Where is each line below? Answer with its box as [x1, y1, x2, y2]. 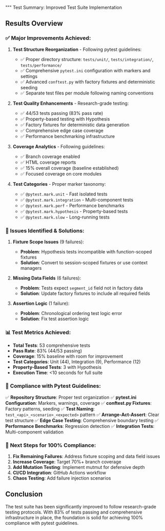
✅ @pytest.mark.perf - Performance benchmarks [20, 202, 125, 208]
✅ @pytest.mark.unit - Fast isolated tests [20, 191, 108, 197]
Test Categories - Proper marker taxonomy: [12, 181, 106, 187]
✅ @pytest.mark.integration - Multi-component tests [20, 196, 134, 203]
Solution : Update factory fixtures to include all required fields [20, 290, 150, 297]
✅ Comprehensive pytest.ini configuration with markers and [20, 67, 151, 73]
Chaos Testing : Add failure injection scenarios [12, 475, 111, 481]
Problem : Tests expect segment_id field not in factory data [20, 285, 143, 291]
